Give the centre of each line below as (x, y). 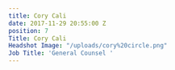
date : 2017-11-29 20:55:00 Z (57, 23)
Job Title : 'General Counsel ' (61, 53)
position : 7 (28, 31)
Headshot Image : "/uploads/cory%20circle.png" (88, 46)
